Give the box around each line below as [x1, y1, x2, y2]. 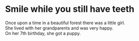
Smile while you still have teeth [5, 3, 135, 15]
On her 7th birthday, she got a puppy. [5, 30, 81, 36]
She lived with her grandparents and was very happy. [5, 25, 113, 31]
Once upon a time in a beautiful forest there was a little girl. [5, 20, 126, 26]
